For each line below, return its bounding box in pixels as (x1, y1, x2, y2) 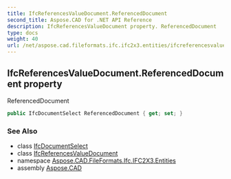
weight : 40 (7, 36, 38, 43)
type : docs (7, 29, 38, 36)
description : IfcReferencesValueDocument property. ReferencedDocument (7, 23, 217, 30)
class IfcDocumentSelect (16, 142, 88, 150)
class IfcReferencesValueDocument (16, 149, 118, 157)
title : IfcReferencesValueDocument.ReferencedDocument (7, 10, 168, 17)
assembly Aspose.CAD (16, 163, 82, 172)
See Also (7, 126, 38, 136)
